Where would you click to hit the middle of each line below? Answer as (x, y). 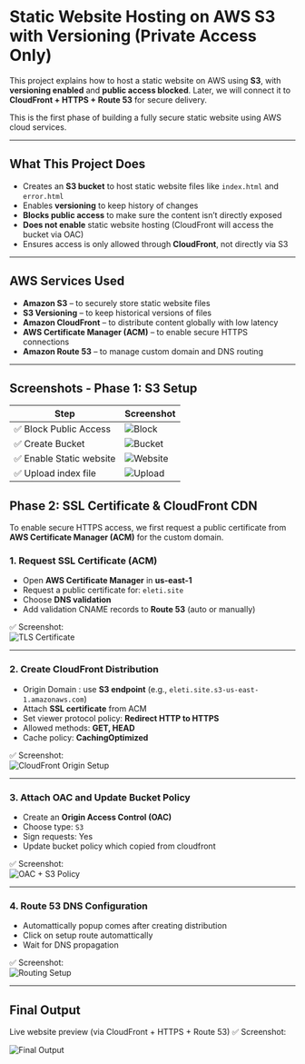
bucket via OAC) (53, 234)
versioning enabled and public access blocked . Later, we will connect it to (150, 90)
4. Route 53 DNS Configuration (79, 906)
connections (46, 342)
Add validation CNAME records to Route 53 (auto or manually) (139, 610)
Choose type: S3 (53, 827)
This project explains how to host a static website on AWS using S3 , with (145, 80)
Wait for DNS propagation (71, 945)
